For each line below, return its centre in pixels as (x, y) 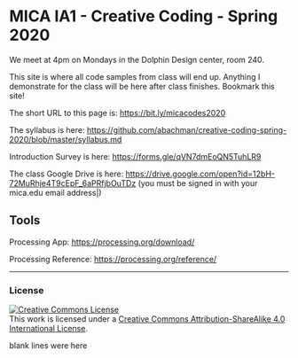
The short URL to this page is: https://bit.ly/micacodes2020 (118, 113)
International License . (49, 329)
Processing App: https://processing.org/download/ (102, 242)
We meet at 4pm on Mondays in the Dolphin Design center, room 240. (137, 59)
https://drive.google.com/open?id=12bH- (200, 174)
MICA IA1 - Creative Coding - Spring (144, 16)
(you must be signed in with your (198, 183)
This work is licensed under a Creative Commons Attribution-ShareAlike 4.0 (147, 319)
